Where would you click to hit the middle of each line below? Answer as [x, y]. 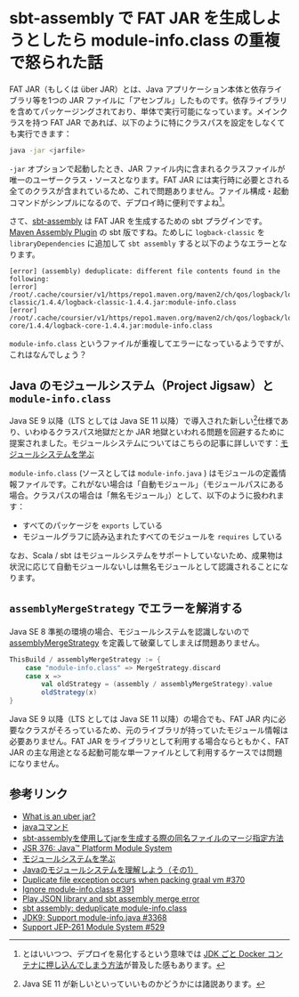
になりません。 [36, 763]
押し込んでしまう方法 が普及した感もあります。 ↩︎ [135, 965]
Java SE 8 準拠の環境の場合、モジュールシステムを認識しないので [129, 631]
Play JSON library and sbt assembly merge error [111, 898]
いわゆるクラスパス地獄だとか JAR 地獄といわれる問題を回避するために [154, 432]
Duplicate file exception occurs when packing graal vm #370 [133, 879]
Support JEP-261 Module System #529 [93, 927]
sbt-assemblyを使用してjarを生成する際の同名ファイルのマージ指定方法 [153, 838]
